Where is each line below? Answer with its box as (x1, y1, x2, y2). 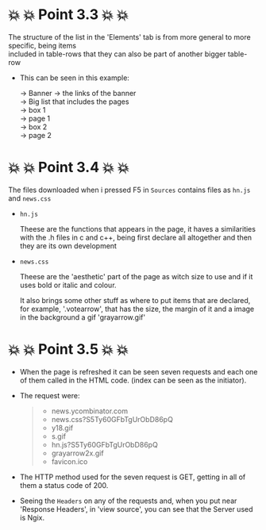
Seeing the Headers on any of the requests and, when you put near (19, 496, 237, 505)
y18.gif (51, 423, 74, 432)
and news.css (8, 193, 52, 203)
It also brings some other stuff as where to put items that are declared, (19, 295, 251, 305)
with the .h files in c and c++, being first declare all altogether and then (19, 232, 253, 242)
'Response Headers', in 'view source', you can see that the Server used (19, 504, 253, 513)
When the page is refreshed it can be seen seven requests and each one (19, 367, 258, 376)
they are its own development (19, 240, 118, 251)
